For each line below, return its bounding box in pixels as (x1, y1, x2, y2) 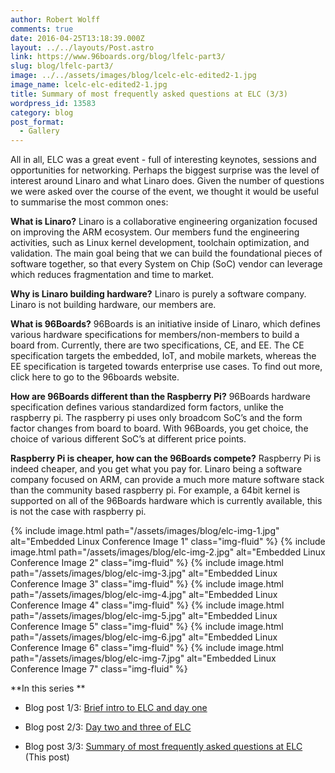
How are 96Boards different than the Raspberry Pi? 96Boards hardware (10, 391, 311, 403)
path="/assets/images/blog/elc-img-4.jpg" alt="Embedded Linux (10, 589, 278, 601)
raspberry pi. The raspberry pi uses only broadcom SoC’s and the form (10, 412, 303, 424)
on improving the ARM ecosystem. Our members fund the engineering (10, 226, 300, 238)
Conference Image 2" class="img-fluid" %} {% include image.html (10, 557, 284, 569)
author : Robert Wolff (10, 14, 101, 25)
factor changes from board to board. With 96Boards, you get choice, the (10, 422, 309, 435)
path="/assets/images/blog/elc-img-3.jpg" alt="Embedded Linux (10, 567, 278, 580)
